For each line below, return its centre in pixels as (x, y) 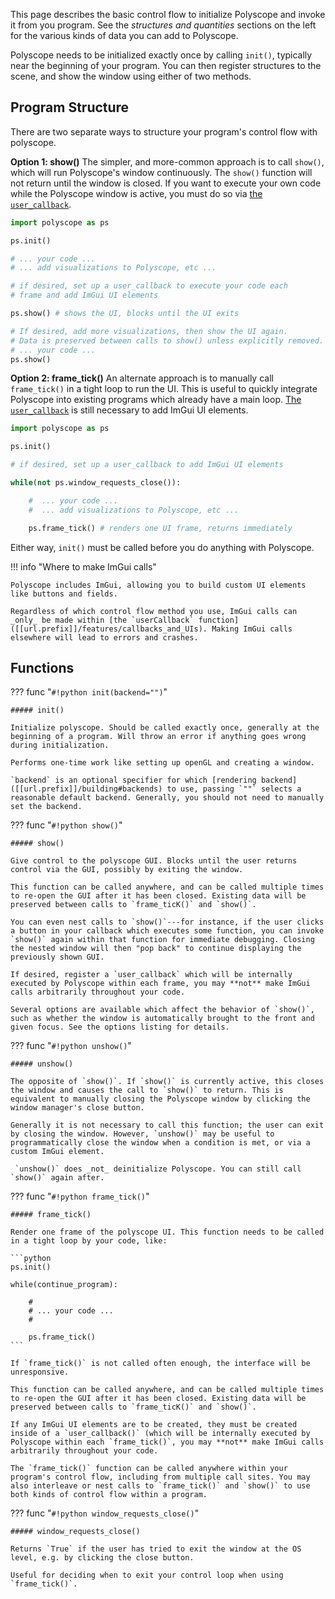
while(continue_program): (64, 1285)
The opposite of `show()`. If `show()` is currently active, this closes (167, 1082)
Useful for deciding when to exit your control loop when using (147, 1575)
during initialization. (60, 745)
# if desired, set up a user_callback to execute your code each (149, 286)
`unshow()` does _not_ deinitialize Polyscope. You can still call (158, 1169)
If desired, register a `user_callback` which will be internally (151, 975)
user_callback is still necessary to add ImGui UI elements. (129, 410)
